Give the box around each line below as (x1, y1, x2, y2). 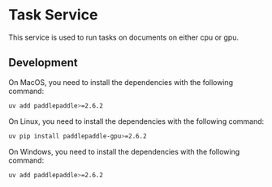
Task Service (8, 6, 98, 24)
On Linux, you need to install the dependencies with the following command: (8, 116, 265, 126)
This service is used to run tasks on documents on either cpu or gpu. (8, 32, 240, 42)
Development (8, 56, 79, 70)
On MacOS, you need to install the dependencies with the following (8, 77, 234, 87)
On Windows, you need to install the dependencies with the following (8, 147, 240, 156)
